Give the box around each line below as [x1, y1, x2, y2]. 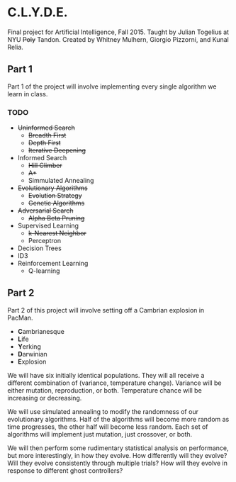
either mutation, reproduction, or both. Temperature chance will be [7, 386, 202, 394]
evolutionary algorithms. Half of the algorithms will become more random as [7, 415, 230, 423]
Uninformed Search [17, 123, 76, 132]
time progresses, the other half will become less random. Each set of [7, 422, 208, 431]
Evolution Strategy [28, 191, 82, 200]
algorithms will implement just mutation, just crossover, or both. [7, 430, 193, 438]
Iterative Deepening [28, 146, 86, 155]
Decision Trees [17, 244, 62, 252]
